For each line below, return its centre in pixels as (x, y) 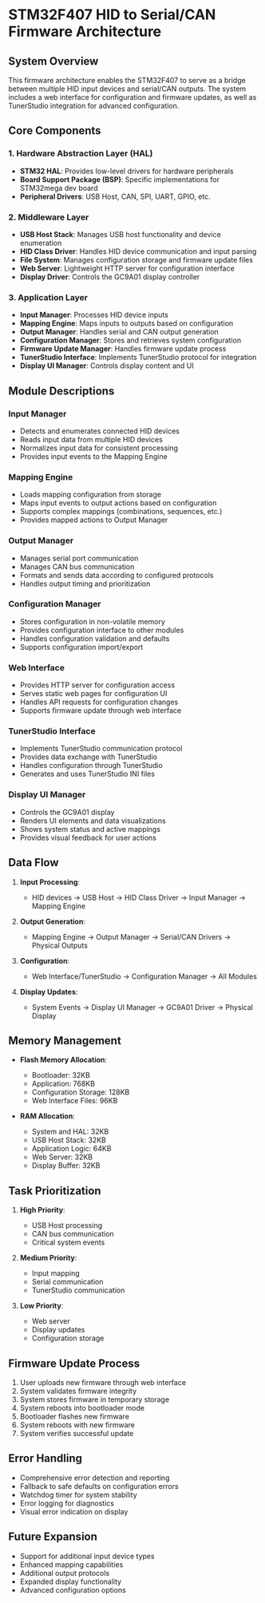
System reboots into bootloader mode (82, 1408)
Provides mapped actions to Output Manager (94, 520)
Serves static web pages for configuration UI (93, 694)
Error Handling (45, 1459)
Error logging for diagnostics (67, 1503)
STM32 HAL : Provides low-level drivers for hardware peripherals (127, 171)
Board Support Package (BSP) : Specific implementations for (119, 179)
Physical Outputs (59, 945)
